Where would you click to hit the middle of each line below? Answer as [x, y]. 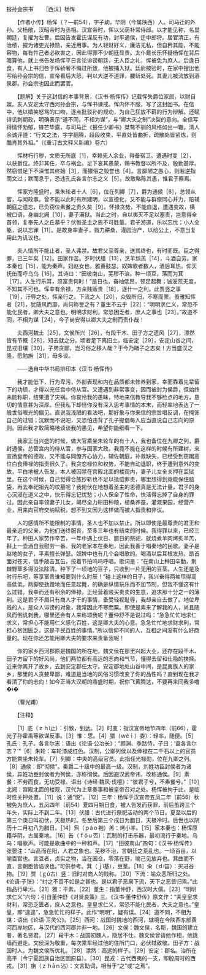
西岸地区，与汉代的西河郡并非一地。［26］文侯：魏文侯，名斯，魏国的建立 [105, 927]
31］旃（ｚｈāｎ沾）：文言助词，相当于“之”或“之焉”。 [86, 966]
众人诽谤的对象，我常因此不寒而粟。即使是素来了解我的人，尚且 [113, 607]
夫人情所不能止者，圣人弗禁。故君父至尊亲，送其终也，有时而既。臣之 [105, 251]
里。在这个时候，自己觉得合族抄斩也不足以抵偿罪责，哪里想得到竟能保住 [97, 479]
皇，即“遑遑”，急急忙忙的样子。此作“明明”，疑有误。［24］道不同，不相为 [99, 912]
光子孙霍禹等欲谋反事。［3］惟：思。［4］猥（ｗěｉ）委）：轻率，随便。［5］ [102, 736]
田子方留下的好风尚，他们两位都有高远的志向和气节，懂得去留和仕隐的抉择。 [103, 659]
